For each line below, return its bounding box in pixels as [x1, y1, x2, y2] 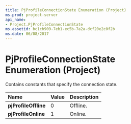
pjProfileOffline [8, 102, 46, 109]
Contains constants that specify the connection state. [5, 81, 118, 87]
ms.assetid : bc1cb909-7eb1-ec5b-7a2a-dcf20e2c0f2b [5, 27, 115, 32]
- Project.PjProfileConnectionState [5, 22, 83, 27]
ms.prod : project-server [5, 12, 58, 17]
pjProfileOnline [8, 110, 45, 117]
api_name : [5, 17, 27, 22]
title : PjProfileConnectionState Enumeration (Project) [5, 7, 126, 13]
